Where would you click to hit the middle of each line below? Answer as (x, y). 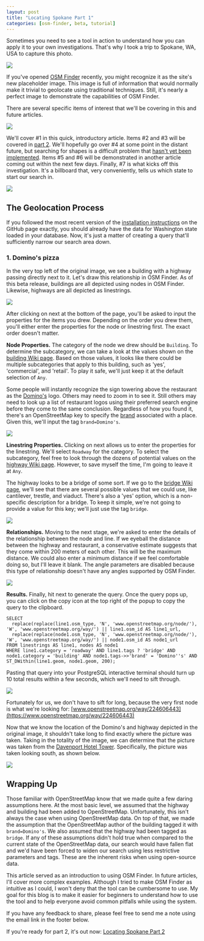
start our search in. (30, 177)
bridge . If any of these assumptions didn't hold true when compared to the (100, 838)
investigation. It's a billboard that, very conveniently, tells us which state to (100, 170)
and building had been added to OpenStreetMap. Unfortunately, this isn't (97, 812)
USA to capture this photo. (40, 54)
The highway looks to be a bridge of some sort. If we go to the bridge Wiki (100, 483)
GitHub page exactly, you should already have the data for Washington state (102, 229)
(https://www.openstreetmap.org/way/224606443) (71, 716)
